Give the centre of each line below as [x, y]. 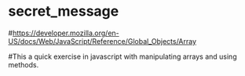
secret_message [64, 11]
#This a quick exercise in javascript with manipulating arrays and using [122, 56]
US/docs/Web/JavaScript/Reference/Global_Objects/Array [102, 41]
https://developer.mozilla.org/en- [66, 33]
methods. [24, 64]
